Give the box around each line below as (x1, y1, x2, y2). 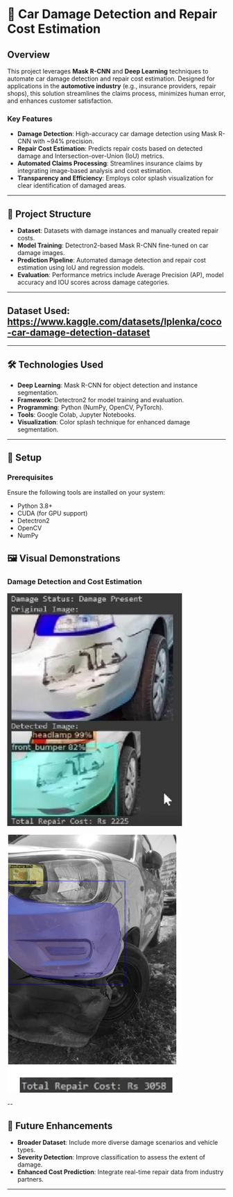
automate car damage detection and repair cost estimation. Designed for (7, 74, 215, 83)
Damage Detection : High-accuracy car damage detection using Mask (17, 130, 217, 138)
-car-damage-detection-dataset (7, 327, 150, 338)
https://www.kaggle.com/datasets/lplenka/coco (7, 315, 222, 327)
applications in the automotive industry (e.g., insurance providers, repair (7, 82, 216, 90)
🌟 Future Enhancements (7, 1120, 113, 1132)
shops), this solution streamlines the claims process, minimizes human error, (7, 90, 226, 97)
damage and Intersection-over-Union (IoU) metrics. (17, 152, 164, 160)
